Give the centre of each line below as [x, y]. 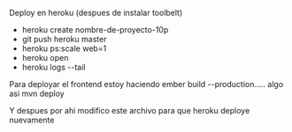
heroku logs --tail [54, 67]
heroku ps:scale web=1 [64, 48]
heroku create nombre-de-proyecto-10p [95, 29]
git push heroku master [64, 39]
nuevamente [32, 120]
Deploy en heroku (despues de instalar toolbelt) [96, 13]
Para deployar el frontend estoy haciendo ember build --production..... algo [146, 84]
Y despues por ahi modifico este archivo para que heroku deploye [130, 110]
